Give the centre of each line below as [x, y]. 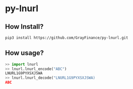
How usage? [25, 53]
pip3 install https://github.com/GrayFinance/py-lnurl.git [67, 38]
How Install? [24, 27]
